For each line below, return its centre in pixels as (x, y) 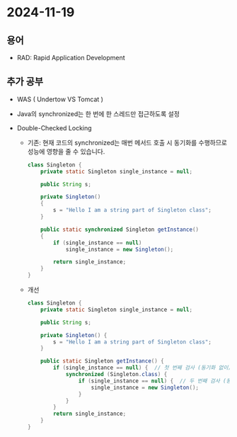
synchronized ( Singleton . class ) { (116, 375)
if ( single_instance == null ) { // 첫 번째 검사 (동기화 (134, 368)
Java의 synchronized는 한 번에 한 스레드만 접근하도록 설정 (98, 113)
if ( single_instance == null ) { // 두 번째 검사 (149, 381)
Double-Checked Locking (54, 127)
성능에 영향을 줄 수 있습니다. (66, 151)
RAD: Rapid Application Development (71, 58)
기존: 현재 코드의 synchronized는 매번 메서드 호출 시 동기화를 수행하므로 (127, 142)
